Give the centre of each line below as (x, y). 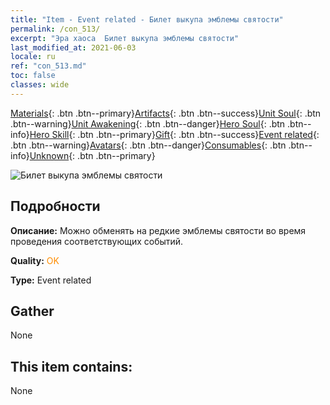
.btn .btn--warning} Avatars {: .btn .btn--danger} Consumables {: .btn (148, 145)
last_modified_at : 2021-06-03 (73, 47)
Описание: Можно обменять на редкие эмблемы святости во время (158, 230)
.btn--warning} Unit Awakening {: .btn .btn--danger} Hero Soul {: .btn (148, 123)
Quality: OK (35, 260)
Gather (32, 311)
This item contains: (71, 366)
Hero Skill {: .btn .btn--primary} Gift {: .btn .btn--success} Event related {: (174, 134)
